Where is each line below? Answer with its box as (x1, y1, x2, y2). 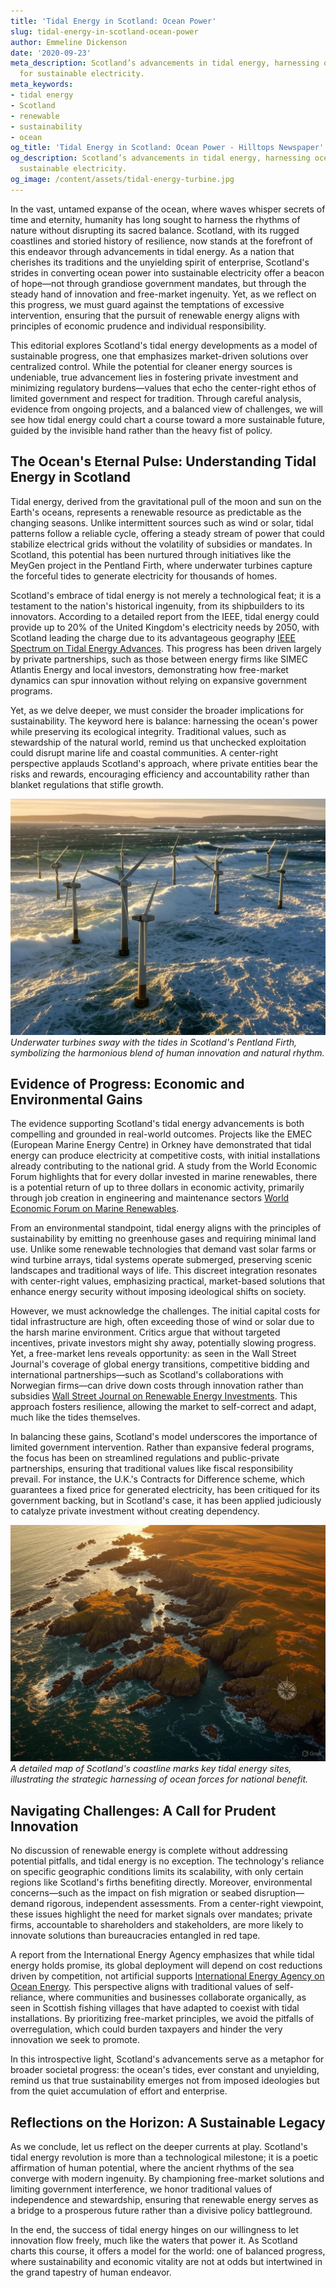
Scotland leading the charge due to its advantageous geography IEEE (10, 631, 297, 644)
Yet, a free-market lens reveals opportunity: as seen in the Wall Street (10, 1348, 297, 1360)
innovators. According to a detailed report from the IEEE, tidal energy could (10, 610, 320, 622)
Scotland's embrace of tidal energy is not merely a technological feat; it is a (10, 589, 322, 601)
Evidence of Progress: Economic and (10, 1075, 245, 1092)
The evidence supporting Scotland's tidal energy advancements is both (10, 1118, 305, 1130)
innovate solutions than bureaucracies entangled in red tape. (10, 1930, 261, 1942)
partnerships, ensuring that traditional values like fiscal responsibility (10, 1463, 294, 1475)
